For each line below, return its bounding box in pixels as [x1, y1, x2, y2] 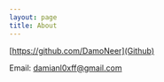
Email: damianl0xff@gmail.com [9, 63, 122, 73]
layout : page [9, 12, 58, 22]
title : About [9, 21, 58, 30]
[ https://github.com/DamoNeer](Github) [9, 45, 155, 56]
